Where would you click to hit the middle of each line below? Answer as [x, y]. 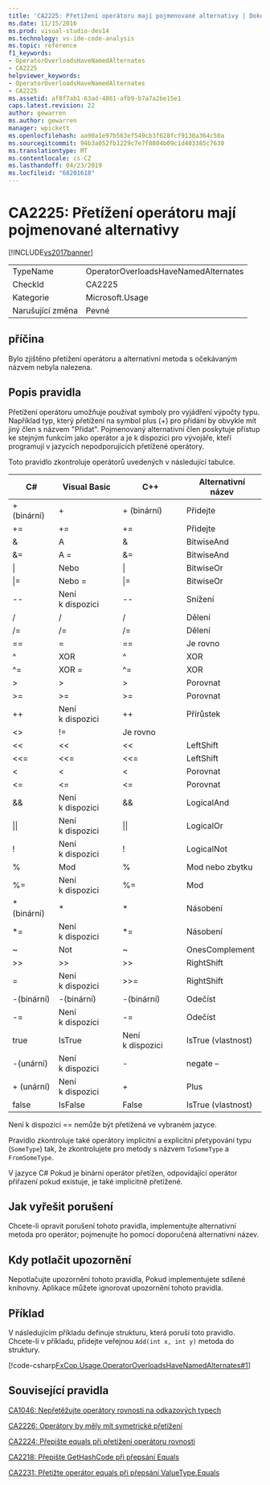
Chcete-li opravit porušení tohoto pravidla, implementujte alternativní [123, 1226]
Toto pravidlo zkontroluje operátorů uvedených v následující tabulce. [122, 462]
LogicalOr [205, 825]
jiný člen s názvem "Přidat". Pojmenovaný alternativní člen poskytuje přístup [134, 429]
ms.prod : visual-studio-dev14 [59, 31]
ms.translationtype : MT [48, 151]
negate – [202, 1063]
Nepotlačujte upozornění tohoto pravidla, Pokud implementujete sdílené [127, 1280]
